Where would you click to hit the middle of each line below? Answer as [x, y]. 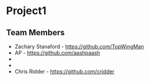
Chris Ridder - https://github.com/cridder [64, 71]
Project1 [26, 11]
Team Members [35, 33]
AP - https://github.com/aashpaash [57, 53]
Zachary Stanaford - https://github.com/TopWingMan [79, 46]
